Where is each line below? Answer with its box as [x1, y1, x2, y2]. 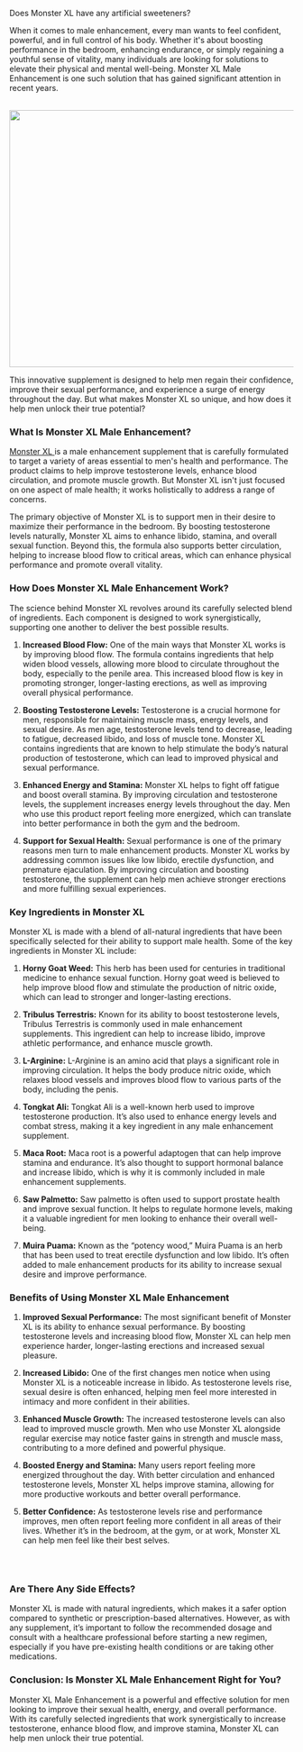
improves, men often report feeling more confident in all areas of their [22, 1516, 282, 1527]
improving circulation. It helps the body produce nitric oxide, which [22, 1064, 271, 1076]
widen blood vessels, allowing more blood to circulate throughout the [22, 658, 280, 669]
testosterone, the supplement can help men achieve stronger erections [22, 874, 287, 885]
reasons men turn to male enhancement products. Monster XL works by [22, 845, 290, 856]
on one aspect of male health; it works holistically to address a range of [9, 484, 275, 495]
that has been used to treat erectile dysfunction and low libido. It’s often [22, 1249, 289, 1261]
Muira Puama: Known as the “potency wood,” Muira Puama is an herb [22, 1240, 283, 1251]
